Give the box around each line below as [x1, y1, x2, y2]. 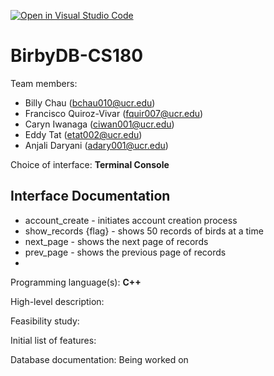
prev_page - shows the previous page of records [24, 246, 227, 258]
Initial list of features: [10, 334, 97, 346]
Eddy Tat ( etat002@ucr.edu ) [24, 128, 143, 140]
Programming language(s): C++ [10, 276, 142, 288]
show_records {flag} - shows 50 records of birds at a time [24, 225, 264, 237]
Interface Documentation [10, 188, 171, 205]
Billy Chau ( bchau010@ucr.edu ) [24, 96, 156, 109]
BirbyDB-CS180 [10, 45, 144, 67]
